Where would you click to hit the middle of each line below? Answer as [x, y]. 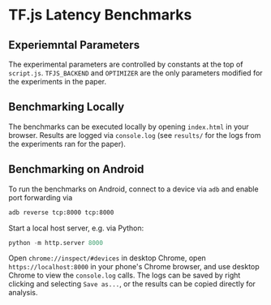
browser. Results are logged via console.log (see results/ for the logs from [135, 135]
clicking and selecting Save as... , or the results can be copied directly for [132, 284]
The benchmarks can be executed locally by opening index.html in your [129, 127]
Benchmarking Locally [67, 107]
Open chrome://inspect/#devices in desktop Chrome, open [108, 258]
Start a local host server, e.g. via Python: [76, 228]
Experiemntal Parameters [74, 45]
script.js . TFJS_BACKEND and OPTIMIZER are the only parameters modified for [135, 73]
